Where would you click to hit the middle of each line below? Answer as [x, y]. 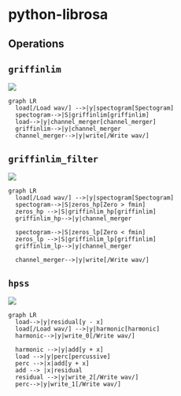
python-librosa [58, 15]
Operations [36, 44]
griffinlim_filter [53, 159]
